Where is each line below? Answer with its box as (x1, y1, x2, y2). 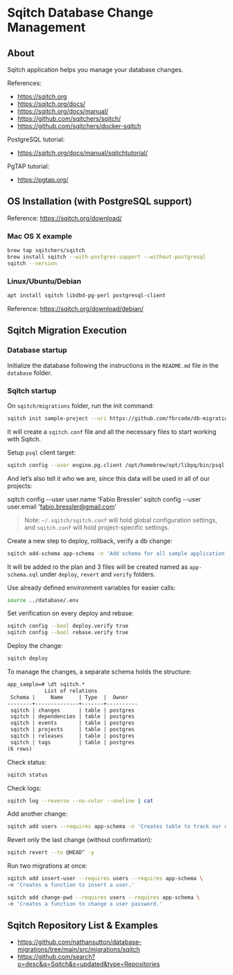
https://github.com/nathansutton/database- (17, 938, 142, 947)
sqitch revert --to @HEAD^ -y (7, 849, 95, 857)
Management (7, 19, 86, 35)
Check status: (7, 757, 47, 766)
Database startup (7, 345, 67, 355)
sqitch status (7, 771, 49, 778)
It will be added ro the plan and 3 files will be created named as (7, 563, 189, 571)
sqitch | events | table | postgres (10, 719, 135, 727)
